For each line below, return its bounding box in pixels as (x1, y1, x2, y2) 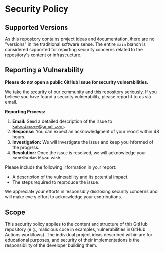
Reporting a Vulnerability (5, 66, 84, 74)
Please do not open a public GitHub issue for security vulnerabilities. (5, 79, 149, 85)
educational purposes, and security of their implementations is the (5, 237, 140, 243)
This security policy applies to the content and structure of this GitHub (5, 221, 148, 227)
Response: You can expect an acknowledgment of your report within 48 (12, 128, 159, 134)
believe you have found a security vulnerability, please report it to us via (5, 94, 151, 99)
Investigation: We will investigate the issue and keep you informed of (12, 139, 154, 145)
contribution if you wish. (12, 155, 62, 160)
